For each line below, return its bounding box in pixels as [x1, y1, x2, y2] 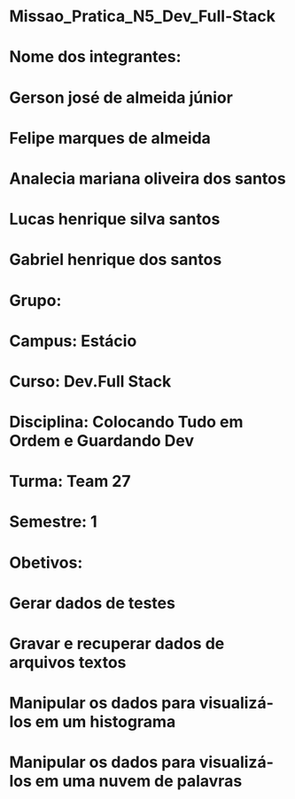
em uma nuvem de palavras [35, 772, 243, 791]
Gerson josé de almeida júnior [9, 87, 233, 107]
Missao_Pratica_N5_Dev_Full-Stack [9, 6, 276, 27]
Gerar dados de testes [9, 592, 175, 613]
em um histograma [35, 712, 176, 732]
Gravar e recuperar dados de [9, 634, 225, 654]
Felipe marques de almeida [9, 128, 211, 148]
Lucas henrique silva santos [9, 209, 221, 230]
